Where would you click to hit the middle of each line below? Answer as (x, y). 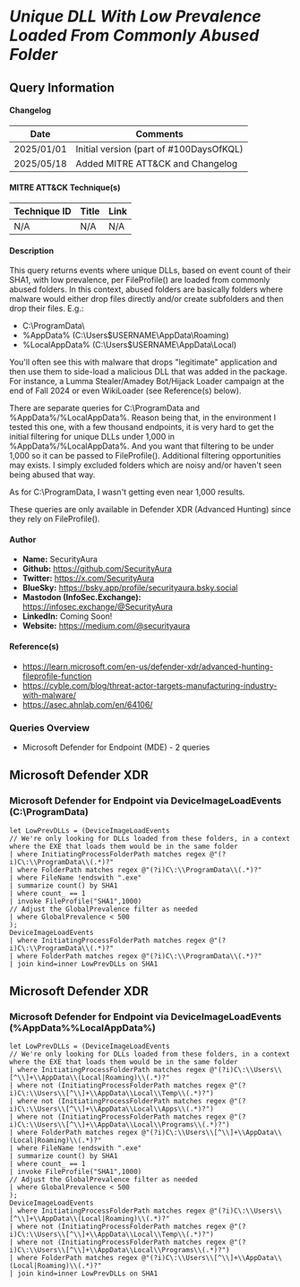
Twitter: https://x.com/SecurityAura (88, 579)
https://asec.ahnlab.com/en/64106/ (87, 704)
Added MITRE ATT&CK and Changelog (157, 163)
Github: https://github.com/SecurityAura (97, 569)
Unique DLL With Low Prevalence (135, 17)
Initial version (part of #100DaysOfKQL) (159, 149)
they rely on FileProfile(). (55, 519)
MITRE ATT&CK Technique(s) (65, 188)
